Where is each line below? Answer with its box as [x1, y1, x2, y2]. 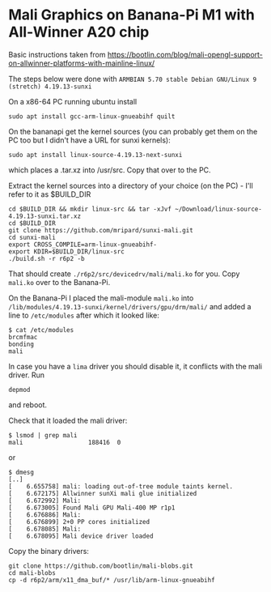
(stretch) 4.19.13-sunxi [8, 83, 92, 91]
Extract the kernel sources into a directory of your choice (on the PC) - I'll [8, 181, 253, 190]
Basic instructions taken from [8, 49, 107, 59]
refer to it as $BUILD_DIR [8, 189, 91, 199]
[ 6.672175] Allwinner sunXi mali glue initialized [8, 489, 197, 497]
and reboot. [8, 399, 47, 410]
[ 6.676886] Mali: [8, 510, 82, 519]
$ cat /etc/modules [8, 326, 74, 334]
